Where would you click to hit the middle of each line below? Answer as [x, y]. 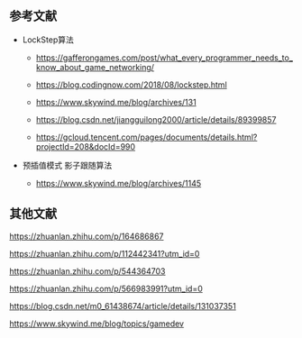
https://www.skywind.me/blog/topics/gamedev [97, 324]
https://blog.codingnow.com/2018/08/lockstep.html [131, 85]
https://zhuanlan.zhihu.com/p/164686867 [87, 236]
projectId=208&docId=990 [86, 146]
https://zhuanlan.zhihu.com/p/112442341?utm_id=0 [105, 253]
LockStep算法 [48, 40]
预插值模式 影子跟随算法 [67, 165]
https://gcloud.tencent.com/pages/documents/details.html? [146, 137]
